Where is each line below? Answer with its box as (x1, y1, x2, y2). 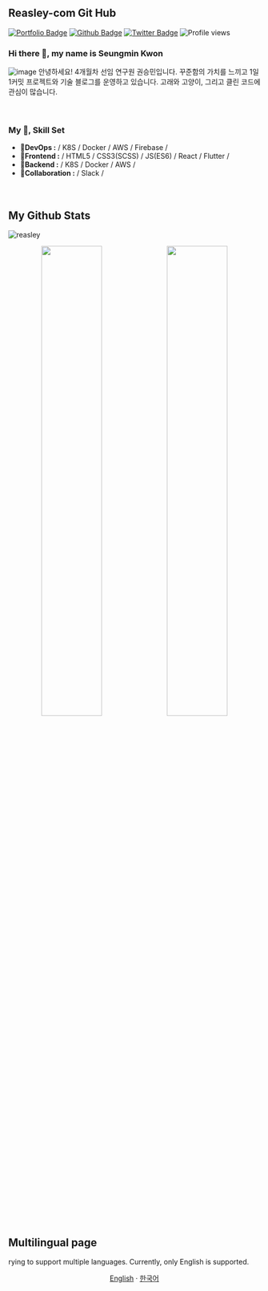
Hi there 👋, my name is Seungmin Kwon (8, 47, 164, 59)
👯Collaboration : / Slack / (19, 168, 104, 178)
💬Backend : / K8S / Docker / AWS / (19, 160, 136, 169)
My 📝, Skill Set (8, 124, 66, 136)
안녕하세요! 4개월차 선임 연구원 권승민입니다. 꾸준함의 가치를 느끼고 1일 (38, 67, 259, 77)
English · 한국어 (109, 1273, 160, 1283)
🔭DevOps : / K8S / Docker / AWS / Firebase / (19, 143, 168, 152)
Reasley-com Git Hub (8, 6, 117, 20)
